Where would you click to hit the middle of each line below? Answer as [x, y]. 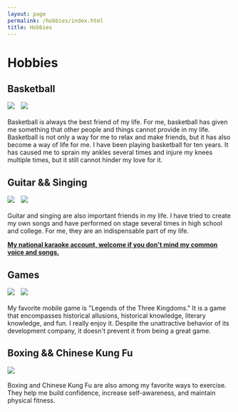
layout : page [27, 14]
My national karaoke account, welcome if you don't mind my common [113, 245]
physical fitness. [31, 400]
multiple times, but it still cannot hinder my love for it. [85, 160]
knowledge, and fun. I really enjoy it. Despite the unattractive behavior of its [118, 323]
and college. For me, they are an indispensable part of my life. [98, 231]
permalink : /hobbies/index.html [55, 21]
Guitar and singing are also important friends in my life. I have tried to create [119, 216]
